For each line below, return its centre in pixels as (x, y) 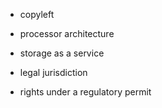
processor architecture (67, 33)
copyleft (37, 14)
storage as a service (62, 53)
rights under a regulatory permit (85, 92)
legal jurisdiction (53, 72)
